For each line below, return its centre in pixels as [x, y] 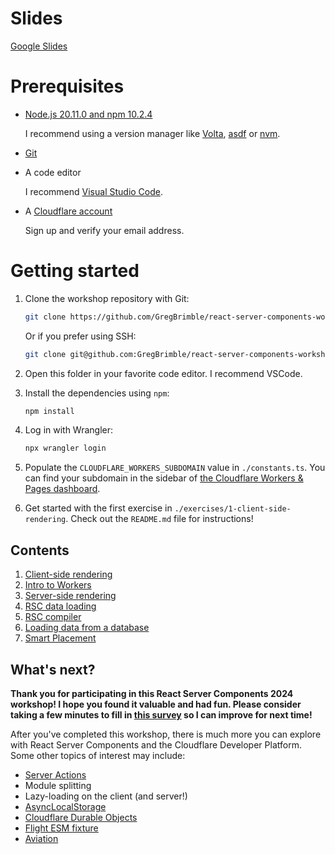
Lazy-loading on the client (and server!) [106, 796]
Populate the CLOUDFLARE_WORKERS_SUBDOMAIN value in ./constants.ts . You [175, 468]
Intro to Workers [58, 585]
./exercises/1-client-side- [233, 509]
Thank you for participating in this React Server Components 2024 [152, 693]
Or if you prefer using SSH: [80, 336]
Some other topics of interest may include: [98, 755]
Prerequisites [67, 86]
